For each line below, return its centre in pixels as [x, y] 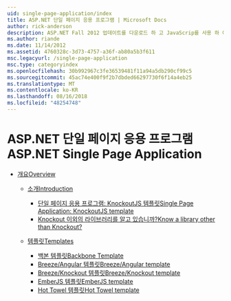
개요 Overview [36, 174]
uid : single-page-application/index [59, 13]
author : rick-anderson [40, 26]
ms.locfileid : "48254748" [44, 103]
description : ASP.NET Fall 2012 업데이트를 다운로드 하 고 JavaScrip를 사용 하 [113, 33]
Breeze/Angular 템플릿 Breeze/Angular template [104, 264]
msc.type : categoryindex [43, 65]
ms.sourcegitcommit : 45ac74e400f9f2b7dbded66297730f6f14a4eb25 [100, 77]
